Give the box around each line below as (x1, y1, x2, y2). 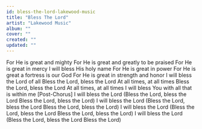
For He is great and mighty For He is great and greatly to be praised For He (6, 58, 192, 66)
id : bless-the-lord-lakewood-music (6, 8, 96, 15)
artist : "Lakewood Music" (6, 20, 71, 26)
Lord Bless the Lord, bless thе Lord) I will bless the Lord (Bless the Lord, (6, 97, 185, 104)
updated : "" (6, 43, 36, 49)
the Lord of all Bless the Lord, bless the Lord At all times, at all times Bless (6, 77, 190, 85)
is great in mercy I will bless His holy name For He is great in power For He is (6, 65, 196, 72)
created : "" (6, 37, 36, 43)
